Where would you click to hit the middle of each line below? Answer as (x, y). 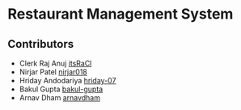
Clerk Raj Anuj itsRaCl (55, 63)
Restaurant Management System (120, 14)
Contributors (41, 44)
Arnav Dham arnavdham (59, 97)
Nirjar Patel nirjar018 (53, 72)
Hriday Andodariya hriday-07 (68, 80)
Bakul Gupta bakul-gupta (61, 89)
